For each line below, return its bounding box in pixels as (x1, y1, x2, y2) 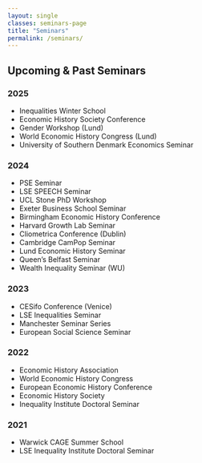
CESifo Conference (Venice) (18, 301, 113, 311)
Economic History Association (18, 365, 119, 375)
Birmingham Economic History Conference (18, 212, 161, 222)
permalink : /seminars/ (7, 34, 83, 42)
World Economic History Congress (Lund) (18, 131, 157, 141)
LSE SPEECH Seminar (18, 187, 91, 196)
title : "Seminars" (7, 26, 69, 34)
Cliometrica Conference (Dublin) (18, 229, 127, 239)
